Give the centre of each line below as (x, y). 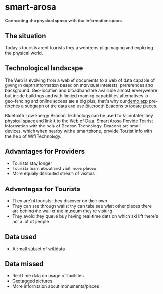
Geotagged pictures (32, 281)
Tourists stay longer (32, 163)
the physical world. (24, 53)
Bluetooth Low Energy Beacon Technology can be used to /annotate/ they (79, 115)
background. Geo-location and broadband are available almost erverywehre (81, 90)
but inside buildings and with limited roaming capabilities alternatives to (77, 95)
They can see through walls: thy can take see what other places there (82, 206)
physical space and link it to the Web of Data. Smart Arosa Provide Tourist (79, 121)
